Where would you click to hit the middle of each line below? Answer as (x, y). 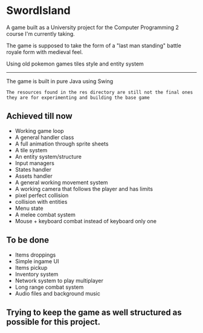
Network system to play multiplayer (59, 280)
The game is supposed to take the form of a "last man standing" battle (94, 45)
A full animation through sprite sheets (62, 144)
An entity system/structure (48, 156)
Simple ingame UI (37, 261)
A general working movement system (61, 182)
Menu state (29, 208)
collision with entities (41, 201)
